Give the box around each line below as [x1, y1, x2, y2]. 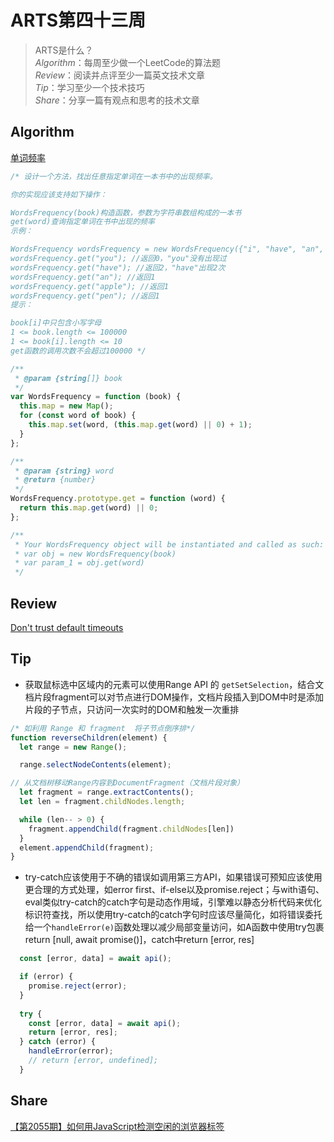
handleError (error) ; [28, 1046, 114, 1056]
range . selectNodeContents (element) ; [19, 760, 172, 770]
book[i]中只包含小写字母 [10, 318, 102, 328]
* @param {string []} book [14, 373, 123, 383]
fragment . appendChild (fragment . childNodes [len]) [28, 824, 235, 834]
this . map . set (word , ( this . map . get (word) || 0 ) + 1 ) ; [28, 420, 253, 430]
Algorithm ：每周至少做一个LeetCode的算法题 [34, 56, 221, 68]
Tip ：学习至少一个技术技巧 [34, 81, 145, 93]
